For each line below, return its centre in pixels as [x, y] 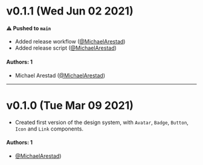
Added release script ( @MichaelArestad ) [66, 48]
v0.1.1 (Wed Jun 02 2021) [70, 11]
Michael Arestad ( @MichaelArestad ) [60, 75]
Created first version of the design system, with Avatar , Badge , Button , [102, 122]
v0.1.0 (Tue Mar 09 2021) [70, 105]
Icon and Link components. [49, 129]
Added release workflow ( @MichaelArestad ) [70, 42]
